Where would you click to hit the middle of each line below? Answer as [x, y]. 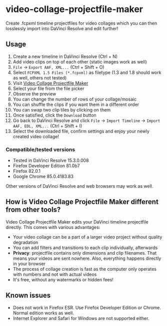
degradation [25, 242]
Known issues [28, 296]
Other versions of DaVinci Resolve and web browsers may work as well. [79, 186]
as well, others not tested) [40, 78]
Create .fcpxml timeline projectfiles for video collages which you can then [81, 23]
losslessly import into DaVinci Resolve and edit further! [62, 28]
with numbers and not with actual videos [55, 274]
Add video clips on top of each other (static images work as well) [80, 62]
